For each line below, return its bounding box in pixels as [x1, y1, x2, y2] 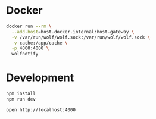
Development [6, 71, 74, 84]
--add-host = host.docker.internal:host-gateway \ [11, 29, 135, 35]
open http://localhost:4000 [6, 107, 76, 113]
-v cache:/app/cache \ [11, 40, 68, 46]
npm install [6, 90, 36, 97]
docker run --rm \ [6, 23, 52, 29]
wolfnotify [11, 51, 39, 57]
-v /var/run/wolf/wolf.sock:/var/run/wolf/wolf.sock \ [11, 34, 151, 40]
